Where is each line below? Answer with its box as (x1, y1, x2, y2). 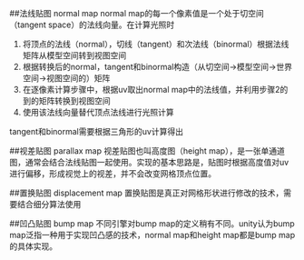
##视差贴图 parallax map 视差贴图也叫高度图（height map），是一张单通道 (9, 145, 286, 156)
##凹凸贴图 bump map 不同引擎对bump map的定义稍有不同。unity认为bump (9, 218, 295, 229)
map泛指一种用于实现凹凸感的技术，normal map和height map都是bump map (9, 230, 296, 240)
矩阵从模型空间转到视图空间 (22, 50, 127, 61)
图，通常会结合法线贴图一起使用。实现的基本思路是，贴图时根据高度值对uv (9, 157, 289, 167)
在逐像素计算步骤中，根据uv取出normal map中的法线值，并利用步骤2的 (22, 85, 289, 95)
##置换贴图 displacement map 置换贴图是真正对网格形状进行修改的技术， (9, 187, 284, 198)
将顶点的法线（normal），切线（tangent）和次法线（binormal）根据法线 (22, 39, 289, 49)
